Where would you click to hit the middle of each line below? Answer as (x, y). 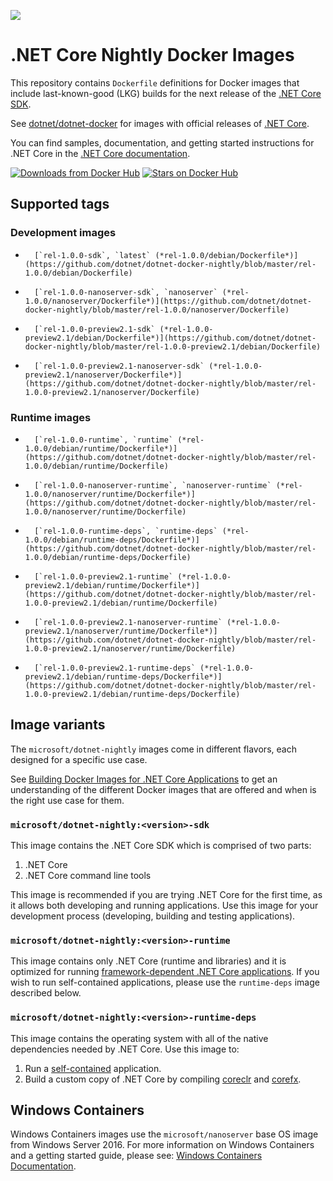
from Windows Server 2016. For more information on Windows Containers (162, 1145)
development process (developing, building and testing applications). (153, 916)
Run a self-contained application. (93, 1068)
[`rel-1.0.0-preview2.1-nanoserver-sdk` (119, 366)
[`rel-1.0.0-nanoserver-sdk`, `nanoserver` (126, 292)
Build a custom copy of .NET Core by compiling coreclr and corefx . (163, 1079)
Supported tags (60, 204)
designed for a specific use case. (79, 759)
